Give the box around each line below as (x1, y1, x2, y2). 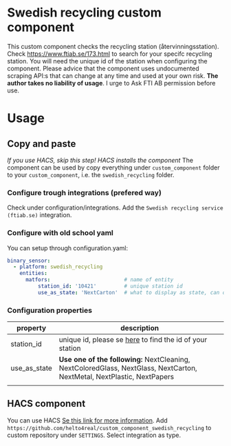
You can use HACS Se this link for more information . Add (7, 416, 168, 425)
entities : (19, 270, 48, 277)
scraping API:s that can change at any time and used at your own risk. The (7, 71, 219, 80)
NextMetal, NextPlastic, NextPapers (58, 372, 175, 382)
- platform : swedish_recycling (13, 263, 103, 270)
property (16, 323, 47, 333)
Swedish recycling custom (7, 5, 162, 21)
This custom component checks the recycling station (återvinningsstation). (7, 42, 219, 50)
